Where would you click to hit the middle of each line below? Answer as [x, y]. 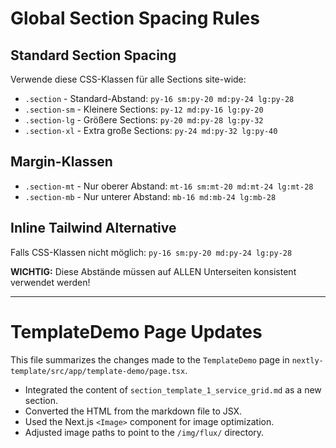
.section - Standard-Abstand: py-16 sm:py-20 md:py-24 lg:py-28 [159, 98]
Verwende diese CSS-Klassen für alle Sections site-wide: [128, 79]
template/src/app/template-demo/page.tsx [98, 371]
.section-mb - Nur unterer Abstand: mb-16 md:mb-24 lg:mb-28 [150, 196]
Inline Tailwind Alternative [93, 228]
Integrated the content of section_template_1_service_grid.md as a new [173, 389]
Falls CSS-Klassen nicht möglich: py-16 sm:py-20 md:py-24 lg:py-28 [151, 252]
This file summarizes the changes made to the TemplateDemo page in [150, 359]
